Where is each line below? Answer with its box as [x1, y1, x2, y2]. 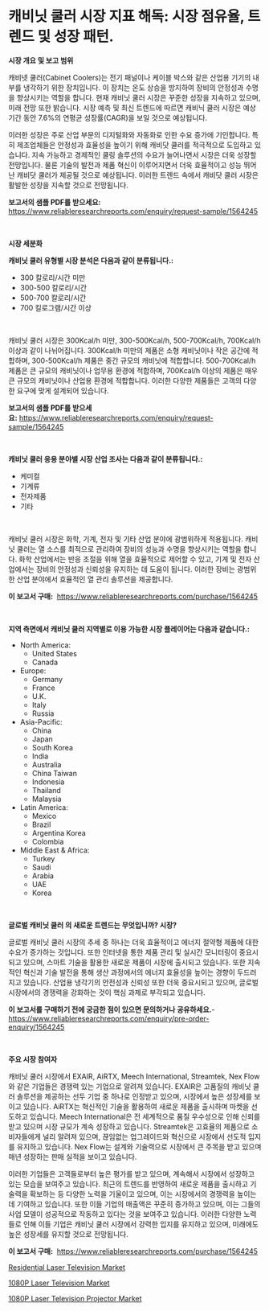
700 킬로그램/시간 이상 [19, 302, 92, 312]
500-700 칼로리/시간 [19, 293, 87, 302]
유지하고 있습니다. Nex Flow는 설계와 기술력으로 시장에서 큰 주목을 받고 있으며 [16, 1141, 262, 1151]
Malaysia [31, 794, 62, 803]
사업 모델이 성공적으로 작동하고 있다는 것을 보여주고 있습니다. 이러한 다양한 [8, 1209, 243, 1219]
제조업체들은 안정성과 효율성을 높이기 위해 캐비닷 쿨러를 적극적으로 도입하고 [16, 140, 253, 150]
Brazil [31, 820, 51, 829]
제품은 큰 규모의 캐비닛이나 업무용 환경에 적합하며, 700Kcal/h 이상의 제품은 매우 [8, 365, 259, 375]
